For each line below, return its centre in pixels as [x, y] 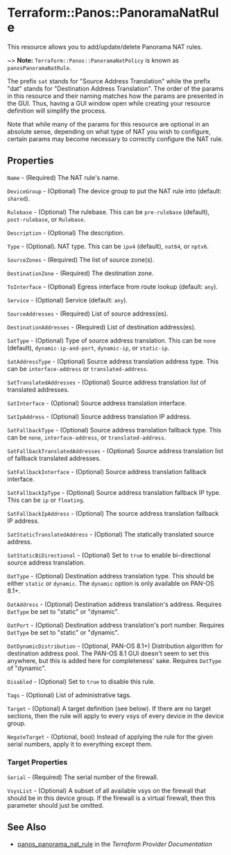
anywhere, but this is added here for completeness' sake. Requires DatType [114, 660]
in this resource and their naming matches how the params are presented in [115, 96]
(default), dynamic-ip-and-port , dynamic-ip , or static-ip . [88, 348]
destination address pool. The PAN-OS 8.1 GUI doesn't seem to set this [108, 653]
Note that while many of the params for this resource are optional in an [108, 124]
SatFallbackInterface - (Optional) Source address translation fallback [107, 471]
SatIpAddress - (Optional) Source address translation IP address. [100, 416]
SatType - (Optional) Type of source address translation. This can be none [112, 340]
